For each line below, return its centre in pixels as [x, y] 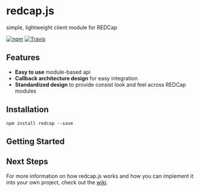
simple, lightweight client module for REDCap [62, 27]
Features [23, 58]
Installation [27, 110]
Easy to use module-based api [53, 72]
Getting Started [36, 141]
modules [26, 91]
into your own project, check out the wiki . [57, 182]
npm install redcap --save [40, 123]
